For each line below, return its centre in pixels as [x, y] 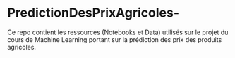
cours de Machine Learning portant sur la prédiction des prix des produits [115, 39]
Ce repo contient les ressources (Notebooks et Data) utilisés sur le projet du [118, 32]
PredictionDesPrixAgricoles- [94, 13]
